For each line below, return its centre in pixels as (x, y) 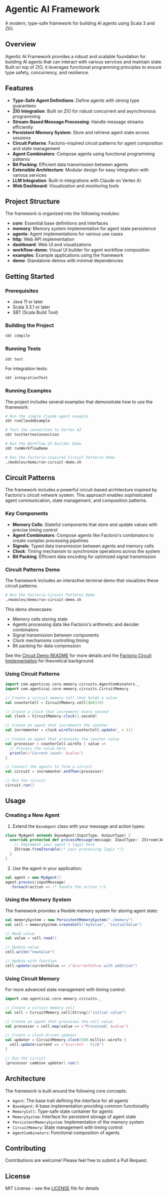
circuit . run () (20, 785)
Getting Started (30, 277)
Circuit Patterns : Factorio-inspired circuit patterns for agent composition (87, 143)
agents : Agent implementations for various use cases (68, 234)
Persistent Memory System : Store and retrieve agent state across (81, 132)
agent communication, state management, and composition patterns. (76, 500)
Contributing (25, 1148)
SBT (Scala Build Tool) (35, 312)
